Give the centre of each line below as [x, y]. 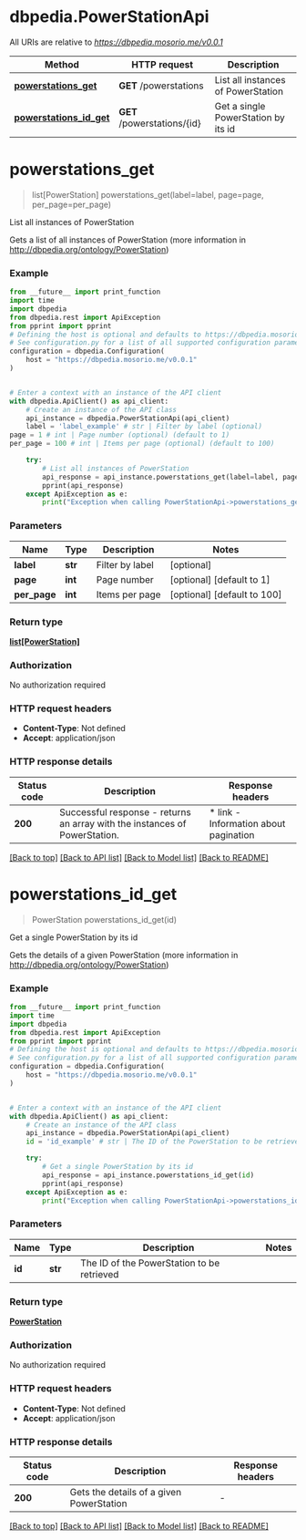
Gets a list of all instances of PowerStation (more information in [128, 240]
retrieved [100, 1274]
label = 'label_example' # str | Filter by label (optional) [144, 427]
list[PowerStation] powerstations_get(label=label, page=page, [148, 194]
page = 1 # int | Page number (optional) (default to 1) [120, 435]
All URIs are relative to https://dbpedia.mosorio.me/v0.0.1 [116, 42]
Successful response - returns [125, 811]
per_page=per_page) [71, 204]
